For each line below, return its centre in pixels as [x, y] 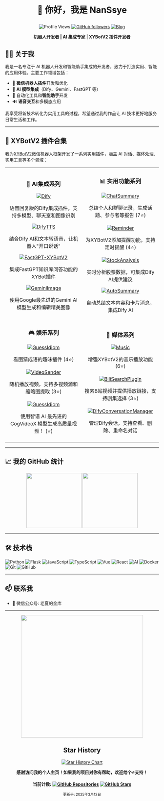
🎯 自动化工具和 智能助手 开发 [40, 95]
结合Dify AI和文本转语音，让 [41, 239]
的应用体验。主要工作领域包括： [37, 73]
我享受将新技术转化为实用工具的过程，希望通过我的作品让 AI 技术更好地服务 [81, 113]
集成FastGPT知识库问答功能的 [43, 269]
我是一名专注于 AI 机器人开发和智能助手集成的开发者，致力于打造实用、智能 [81, 66]
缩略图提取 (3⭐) [43, 391]
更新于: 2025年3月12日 [82, 794]
